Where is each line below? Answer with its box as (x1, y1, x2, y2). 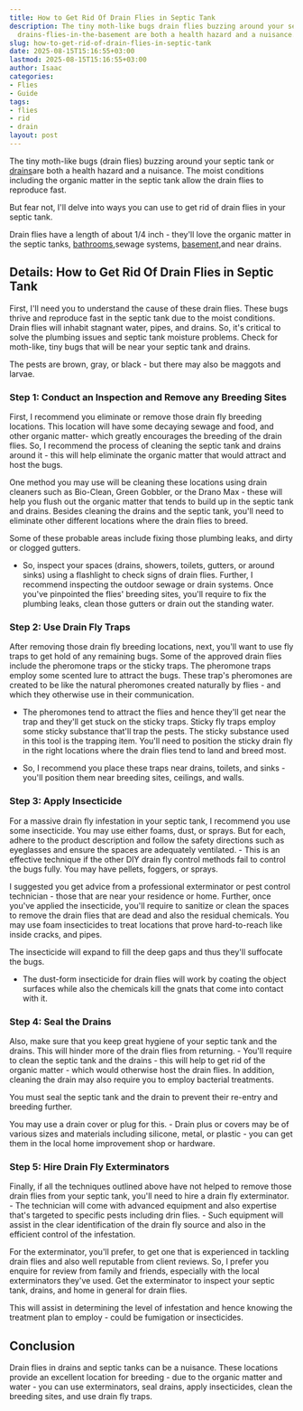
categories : (9, 72, 54, 81)
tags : (9, 97, 30, 107)
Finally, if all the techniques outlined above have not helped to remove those (9, 1181, 292, 1192)
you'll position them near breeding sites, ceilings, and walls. (22, 772, 245, 783)
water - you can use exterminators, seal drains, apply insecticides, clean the (9, 1381, 293, 1392)
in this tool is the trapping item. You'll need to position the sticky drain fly (22, 735, 293, 746)
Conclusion (9, 1338, 76, 1353)
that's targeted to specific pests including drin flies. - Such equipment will (9, 1210, 284, 1220)
